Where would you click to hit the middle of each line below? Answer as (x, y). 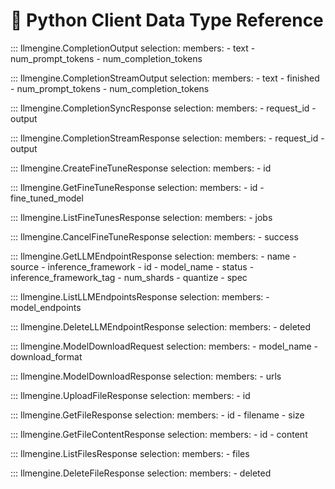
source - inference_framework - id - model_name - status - (132, 266)
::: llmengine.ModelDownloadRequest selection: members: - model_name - (164, 346)
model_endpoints (46, 307)
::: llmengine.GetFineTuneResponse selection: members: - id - (137, 187)
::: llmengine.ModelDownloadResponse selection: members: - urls (146, 376)
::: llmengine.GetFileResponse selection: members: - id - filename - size (157, 415)
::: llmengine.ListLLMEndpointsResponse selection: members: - (140, 296)
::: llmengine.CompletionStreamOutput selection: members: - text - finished (165, 78)
